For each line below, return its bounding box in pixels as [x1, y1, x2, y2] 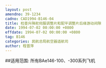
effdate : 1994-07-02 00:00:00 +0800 [5, 30, 80, 35]
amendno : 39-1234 [5, 12, 41, 17]
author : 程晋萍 [5, 44, 34, 48]
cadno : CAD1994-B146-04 [5, 16, 54, 21]
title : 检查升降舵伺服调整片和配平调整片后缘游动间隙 [5, 21, 102, 26]
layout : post [5, 7, 32, 12]
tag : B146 [5, 35, 26, 40]
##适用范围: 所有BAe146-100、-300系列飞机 [5, 57, 96, 64]
